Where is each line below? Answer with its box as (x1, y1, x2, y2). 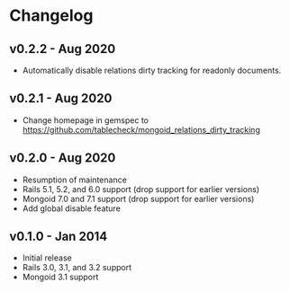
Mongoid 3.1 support (22, 271, 99, 283)
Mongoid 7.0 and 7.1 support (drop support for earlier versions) (22, 193, 255, 204)
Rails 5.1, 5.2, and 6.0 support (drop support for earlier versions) (22, 183, 259, 194)
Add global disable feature (22, 203, 122, 214)
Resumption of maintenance (22, 174, 128, 185)
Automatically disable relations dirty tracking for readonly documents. (22, 65, 282, 75)
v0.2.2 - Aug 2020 (9, 41, 116, 57)
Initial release (22, 252, 72, 263)
